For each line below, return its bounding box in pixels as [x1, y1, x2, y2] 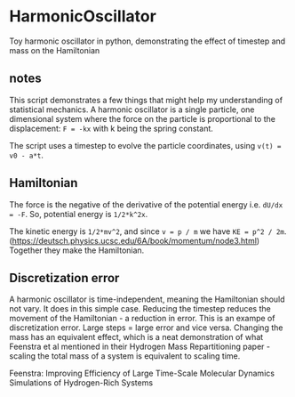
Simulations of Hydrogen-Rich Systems [9, 377, 154, 388]
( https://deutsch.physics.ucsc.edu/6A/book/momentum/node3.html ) [9, 235, 260, 246]
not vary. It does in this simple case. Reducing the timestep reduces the [9, 304, 271, 314]
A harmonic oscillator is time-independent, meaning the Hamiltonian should [9, 294, 286, 304]
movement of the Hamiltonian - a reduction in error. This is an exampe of [9, 313, 275, 324]
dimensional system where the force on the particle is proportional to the [9, 113, 275, 124]
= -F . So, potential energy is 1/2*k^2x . [9, 208, 148, 219]
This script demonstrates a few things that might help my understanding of [9, 94, 283, 105]
